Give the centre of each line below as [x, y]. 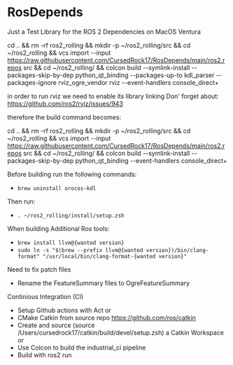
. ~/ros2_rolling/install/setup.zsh [71, 215]
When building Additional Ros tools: [58, 228]
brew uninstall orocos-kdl [57, 188]
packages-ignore [32, 82]
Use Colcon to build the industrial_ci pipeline [82, 347]
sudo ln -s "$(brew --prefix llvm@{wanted [80, 250]
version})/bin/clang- [177, 250]
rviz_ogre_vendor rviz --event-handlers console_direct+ [139, 82]
